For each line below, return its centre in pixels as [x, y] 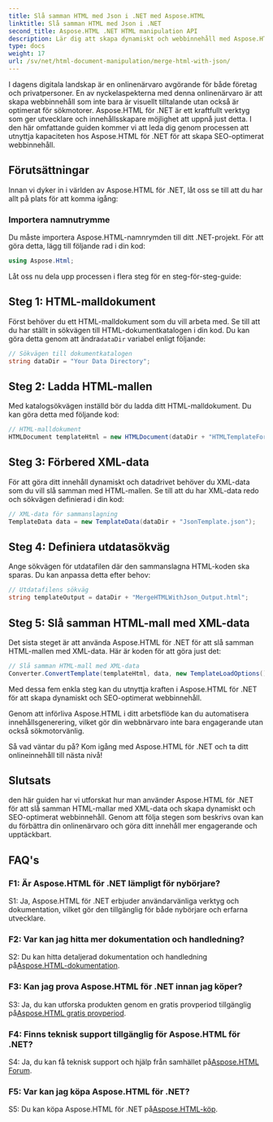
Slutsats [30, 781]
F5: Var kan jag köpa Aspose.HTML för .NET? [99, 1091]
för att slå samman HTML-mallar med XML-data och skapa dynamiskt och [132, 808]
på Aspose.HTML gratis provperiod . [67, 1013]
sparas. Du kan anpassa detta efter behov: [80, 575]
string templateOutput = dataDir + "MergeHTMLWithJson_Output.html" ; [129, 598]
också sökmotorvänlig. [47, 730]
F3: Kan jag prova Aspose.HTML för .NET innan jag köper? [126, 986]
